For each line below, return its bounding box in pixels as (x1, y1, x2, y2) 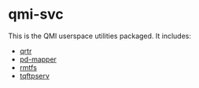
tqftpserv (19, 71, 50, 80)
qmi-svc (8, 5, 64, 23)
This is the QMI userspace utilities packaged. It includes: (8, 31, 191, 40)
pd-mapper (19, 55, 57, 64)
